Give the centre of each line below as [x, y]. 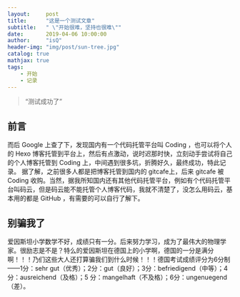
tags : [15, 67]
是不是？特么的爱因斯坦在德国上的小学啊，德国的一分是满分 [126, 250]
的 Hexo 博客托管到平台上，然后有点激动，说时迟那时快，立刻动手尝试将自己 [120, 153]
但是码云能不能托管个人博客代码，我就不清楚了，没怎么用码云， [132, 189]
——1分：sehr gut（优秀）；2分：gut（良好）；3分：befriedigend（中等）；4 [118, 268]
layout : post [33, 14]
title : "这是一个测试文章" [51, 21]
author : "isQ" [35, 41]
